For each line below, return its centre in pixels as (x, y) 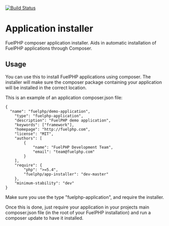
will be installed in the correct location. (46, 88)
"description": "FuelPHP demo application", (63, 120)
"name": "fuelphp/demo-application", (50, 111)
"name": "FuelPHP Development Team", (73, 147)
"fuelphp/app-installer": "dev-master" (66, 174)
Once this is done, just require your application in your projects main (77, 207)
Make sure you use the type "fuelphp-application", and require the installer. (85, 197)
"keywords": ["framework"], (44, 125)
